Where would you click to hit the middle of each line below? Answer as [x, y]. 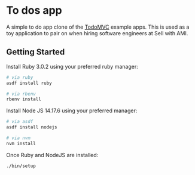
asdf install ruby [29, 83]
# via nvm [19, 138]
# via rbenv [21, 94]
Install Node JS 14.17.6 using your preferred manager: [72, 110]
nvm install [21, 143]
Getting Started [36, 52]
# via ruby [20, 77]
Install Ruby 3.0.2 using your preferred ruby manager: [72, 66]
